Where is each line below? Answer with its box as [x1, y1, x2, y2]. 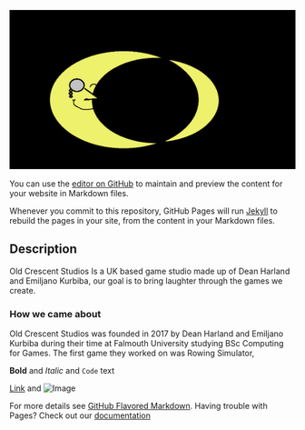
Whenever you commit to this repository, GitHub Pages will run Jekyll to [9, 205, 279, 216]
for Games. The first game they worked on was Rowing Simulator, [9, 347, 255, 359]
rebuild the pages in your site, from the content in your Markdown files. [9, 215, 275, 226]
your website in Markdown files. [9, 188, 129, 199]
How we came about [9, 307, 102, 320]
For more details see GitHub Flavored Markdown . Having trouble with [9, 401, 268, 412]
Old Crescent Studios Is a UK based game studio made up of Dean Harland [9, 265, 290, 276]
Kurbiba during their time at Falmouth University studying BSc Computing [9, 338, 284, 349]
